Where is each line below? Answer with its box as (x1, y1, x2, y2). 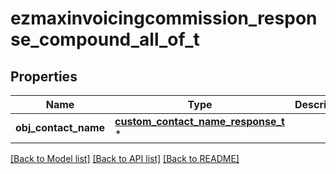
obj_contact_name (15, 121, 106, 134)
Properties (10, 68, 78, 85)
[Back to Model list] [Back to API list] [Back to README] (10, 153, 240, 164)
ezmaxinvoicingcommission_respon (10, 7, 318, 30)
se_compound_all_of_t (10, 28, 200, 51)
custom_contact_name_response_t (114, 115, 285, 128)
